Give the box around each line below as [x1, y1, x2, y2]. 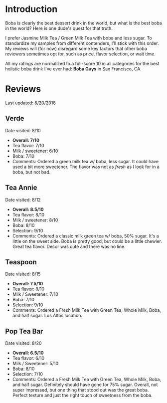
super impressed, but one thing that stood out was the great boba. [12, 387, 149, 393]
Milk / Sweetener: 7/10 [12, 291, 59, 297]
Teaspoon [5, 258, 37, 266]
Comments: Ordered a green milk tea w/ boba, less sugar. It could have [12, 158, 159, 164]
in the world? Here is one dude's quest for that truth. [5, 25, 113, 31]
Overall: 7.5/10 [12, 281, 43, 287]
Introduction [5, 3, 58, 15]
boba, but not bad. [12, 169, 51, 175]
